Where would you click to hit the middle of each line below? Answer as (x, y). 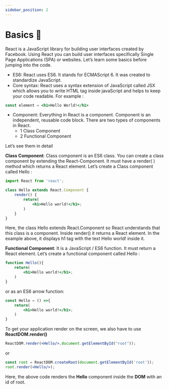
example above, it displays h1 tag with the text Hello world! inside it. (75, 239)
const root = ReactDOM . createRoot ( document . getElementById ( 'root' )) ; (80, 363)
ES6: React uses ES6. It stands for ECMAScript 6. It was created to (81, 75)
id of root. (15, 382)
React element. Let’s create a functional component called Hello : (73, 254)
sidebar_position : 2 (27, 10)
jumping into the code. (28, 65)
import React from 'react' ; (35, 181)
